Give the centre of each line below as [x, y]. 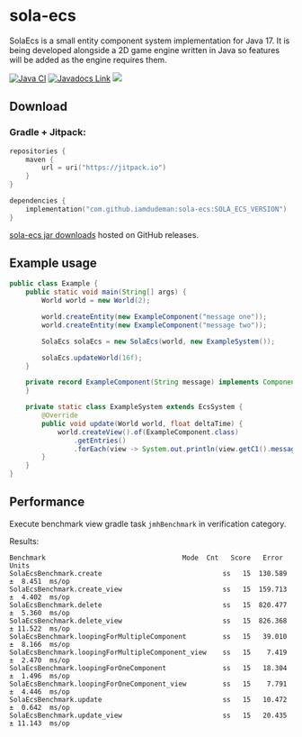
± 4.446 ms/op [40, 692]
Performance [47, 502]
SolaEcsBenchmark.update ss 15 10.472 [148, 699]
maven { [40, 159]
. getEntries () [100, 441]
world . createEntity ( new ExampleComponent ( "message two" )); [155, 325]
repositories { [38, 151]
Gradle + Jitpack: [48, 132]
